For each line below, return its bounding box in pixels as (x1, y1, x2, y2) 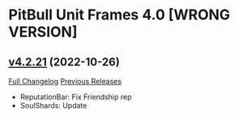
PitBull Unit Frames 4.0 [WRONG (8, 6, 231, 24)
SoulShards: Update (19, 101, 87, 110)
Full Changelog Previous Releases (8, 77, 122, 86)
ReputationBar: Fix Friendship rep (19, 92, 132, 102)
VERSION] (8, 23, 78, 41)
